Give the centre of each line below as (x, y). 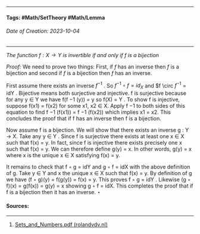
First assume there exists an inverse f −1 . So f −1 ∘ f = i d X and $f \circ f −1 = (96, 86)
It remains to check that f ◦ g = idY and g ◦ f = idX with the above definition (98, 167)
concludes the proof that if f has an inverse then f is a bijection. (84, 118)
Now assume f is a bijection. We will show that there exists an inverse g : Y (98, 130)
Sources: (18, 205)
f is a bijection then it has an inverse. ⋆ (54, 192)
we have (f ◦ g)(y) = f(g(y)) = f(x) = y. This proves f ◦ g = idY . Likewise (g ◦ (99, 180)
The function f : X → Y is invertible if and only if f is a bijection (83, 55)
